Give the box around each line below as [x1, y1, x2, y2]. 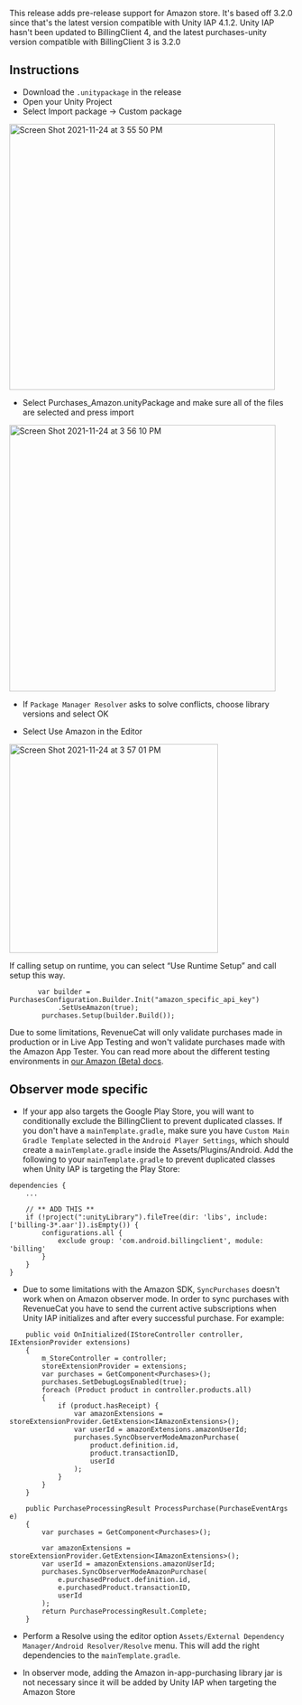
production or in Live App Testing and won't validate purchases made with [9, 1036, 286, 1047]
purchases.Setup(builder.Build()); [41, 1011, 176, 1020]
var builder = [37, 987, 91, 997]
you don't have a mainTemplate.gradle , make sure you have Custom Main [22, 1125, 290, 1136]
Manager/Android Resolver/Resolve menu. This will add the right [22, 1640, 260, 1651]
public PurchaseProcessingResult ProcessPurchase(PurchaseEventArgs [25, 1504, 288, 1513]
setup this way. [9, 970, 66, 980]
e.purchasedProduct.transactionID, [57, 1583, 192, 1592]
